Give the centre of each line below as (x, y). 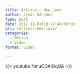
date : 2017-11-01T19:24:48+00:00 (40, 24)
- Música (19, 38)
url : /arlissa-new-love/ (31, 29)
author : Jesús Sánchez (29, 15)
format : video (20, 47)
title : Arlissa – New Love (33, 10)
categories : (18, 33)
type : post (17, 19)
